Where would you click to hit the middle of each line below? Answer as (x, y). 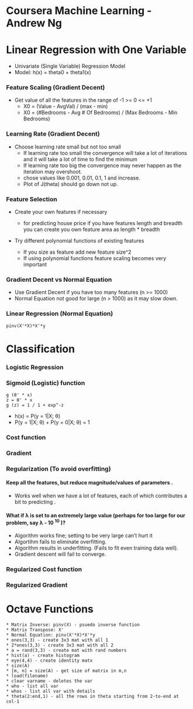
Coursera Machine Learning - (79, 11)
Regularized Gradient (37, 585)
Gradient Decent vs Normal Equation (59, 279)
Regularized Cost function (44, 569)
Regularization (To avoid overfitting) (58, 469)
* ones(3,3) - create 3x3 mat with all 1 (57, 640)
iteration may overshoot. (53, 171)
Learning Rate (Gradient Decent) (53, 134)
